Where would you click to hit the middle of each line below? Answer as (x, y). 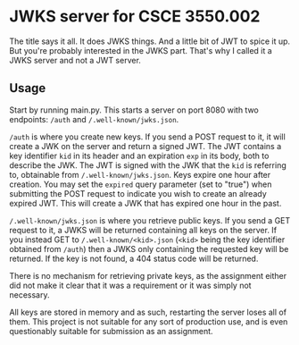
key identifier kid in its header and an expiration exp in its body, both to (139, 156)
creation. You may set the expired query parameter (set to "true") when (141, 184)
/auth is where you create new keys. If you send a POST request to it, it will (147, 137)
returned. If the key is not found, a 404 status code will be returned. (134, 258)
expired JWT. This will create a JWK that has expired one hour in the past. (145, 203)
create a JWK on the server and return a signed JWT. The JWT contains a (145, 146)
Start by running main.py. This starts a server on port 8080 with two (134, 110)
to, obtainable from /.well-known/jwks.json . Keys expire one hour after (140, 174)
